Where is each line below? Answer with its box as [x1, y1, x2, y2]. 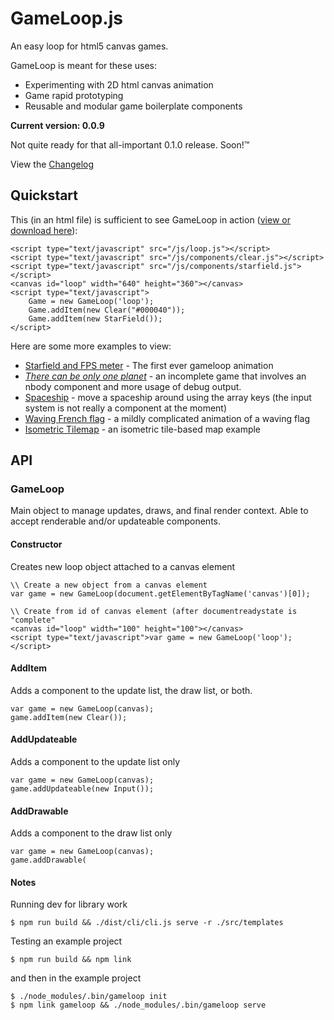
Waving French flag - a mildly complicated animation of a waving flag [24, 412, 310, 424]
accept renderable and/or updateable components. [10, 515, 222, 527]
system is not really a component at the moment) [24, 402, 228, 414]
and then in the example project [10, 972, 142, 984]
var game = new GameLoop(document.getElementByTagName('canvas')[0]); [10, 588, 311, 599]
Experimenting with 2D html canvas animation [24, 78, 214, 91]
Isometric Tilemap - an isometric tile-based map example [24, 423, 262, 435]
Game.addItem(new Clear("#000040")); [28, 305, 186, 315]
